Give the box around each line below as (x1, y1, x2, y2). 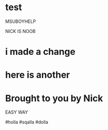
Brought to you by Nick (5, 92, 103, 104)
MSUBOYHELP (5, 18, 36, 24)
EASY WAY (5, 109, 28, 115)
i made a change (5, 46, 76, 57)
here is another (5, 69, 70, 81)
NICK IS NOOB (5, 28, 36, 34)
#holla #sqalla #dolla (5, 119, 48, 125)
